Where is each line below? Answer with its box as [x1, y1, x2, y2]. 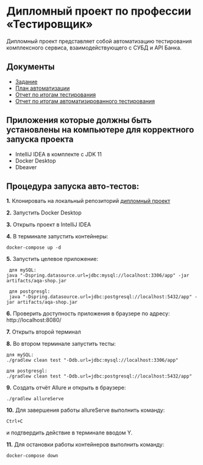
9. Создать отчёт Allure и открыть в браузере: [6, 384, 126, 392]
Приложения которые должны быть [6, 115, 152, 126]
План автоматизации [15, 84, 70, 92]
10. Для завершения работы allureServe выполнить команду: [6, 406, 165, 414]
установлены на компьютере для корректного [6, 125, 194, 135]
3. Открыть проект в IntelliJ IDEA [6, 221, 91, 229]
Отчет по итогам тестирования [15, 90, 96, 98]
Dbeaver [15, 163, 37, 170]
